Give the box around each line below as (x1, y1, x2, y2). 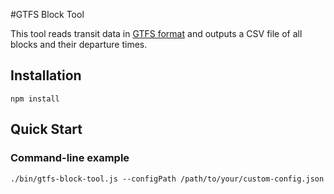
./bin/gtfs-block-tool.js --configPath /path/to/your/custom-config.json (10, 174, 325, 184)
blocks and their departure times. (10, 39, 148, 50)
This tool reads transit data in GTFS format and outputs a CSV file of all (10, 28, 303, 39)
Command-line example (10, 151, 130, 165)
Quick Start (10, 121, 83, 138)
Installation (10, 67, 82, 84)
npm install (10, 94, 60, 104)
